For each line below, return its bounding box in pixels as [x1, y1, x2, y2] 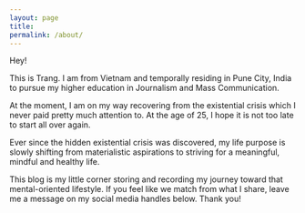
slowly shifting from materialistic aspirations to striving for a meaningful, [9, 147, 280, 157]
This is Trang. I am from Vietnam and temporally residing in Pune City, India [9, 73, 292, 84]
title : [9, 22, 35, 31]
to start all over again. [9, 119, 91, 130]
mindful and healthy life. [9, 157, 100, 167]
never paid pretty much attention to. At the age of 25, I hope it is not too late [9, 110, 294, 121]
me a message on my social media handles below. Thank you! [9, 193, 241, 205]
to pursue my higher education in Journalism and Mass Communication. [9, 83, 280, 94]
